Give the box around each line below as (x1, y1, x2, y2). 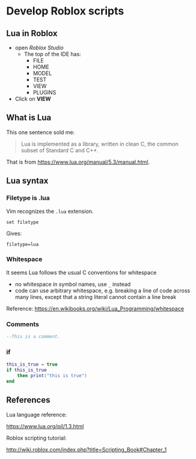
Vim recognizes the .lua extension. (6, 208, 94, 215)
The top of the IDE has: (23, 51, 81, 58)
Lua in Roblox (6, 28, 58, 39)
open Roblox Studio (14, 44, 64, 51)
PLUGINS (32, 89, 57, 96)
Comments (6, 320, 39, 328)
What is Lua (6, 112, 52, 123)
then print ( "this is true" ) (17, 373, 87, 379)
